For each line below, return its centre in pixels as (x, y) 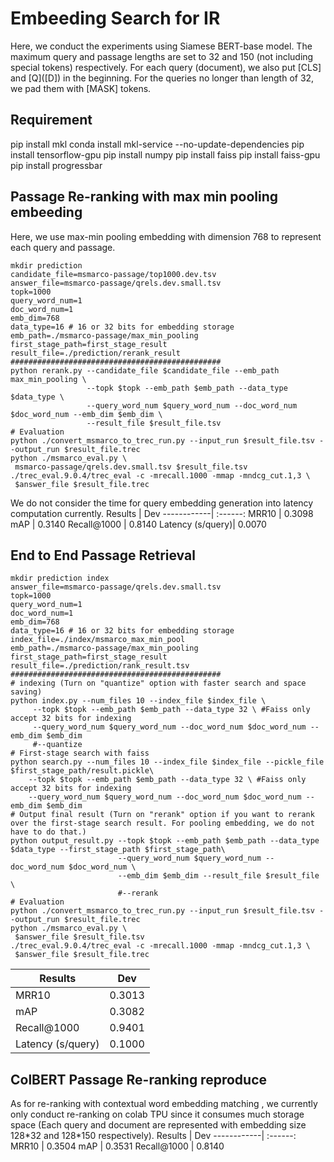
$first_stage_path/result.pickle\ (82, 771)
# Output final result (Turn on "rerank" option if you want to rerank (162, 815)
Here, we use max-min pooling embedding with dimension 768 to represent (166, 236)
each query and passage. (63, 247)
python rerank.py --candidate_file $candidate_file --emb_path (145, 370)
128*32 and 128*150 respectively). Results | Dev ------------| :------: (153, 1136)
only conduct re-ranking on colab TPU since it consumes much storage (157, 1114)
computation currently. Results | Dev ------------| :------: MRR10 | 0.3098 (162, 513)
